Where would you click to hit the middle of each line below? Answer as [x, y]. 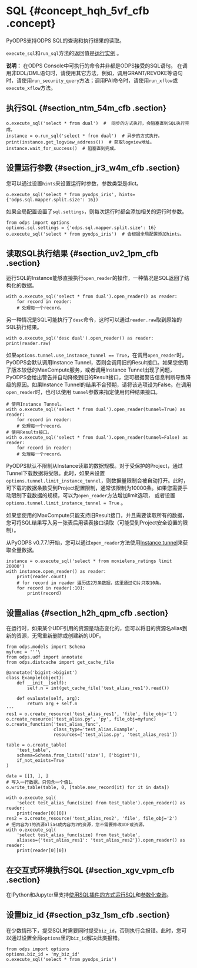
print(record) [44, 594]
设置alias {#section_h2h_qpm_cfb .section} [87, 613]
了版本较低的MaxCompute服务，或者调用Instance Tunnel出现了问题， [91, 370]
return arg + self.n [52, 704]
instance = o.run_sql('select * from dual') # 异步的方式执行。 [84, 136]
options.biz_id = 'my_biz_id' [43, 954]
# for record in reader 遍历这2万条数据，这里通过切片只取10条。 [90, 583]
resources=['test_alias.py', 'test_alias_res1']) [115, 735]
